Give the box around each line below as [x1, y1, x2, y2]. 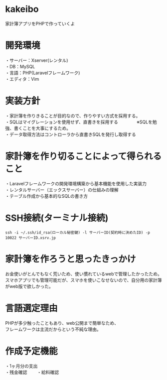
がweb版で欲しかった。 [5, 283, 53, 289]
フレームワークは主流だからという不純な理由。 [5, 326, 101, 332]
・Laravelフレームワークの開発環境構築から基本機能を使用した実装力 [5, 180, 147, 186]
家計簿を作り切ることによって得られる [5, 151, 162, 162]
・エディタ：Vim [5, 76, 39, 82]
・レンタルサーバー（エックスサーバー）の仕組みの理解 [5, 187, 119, 193]
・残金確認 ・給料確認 [5, 369, 59, 375]
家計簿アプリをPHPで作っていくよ [5, 20, 75, 26]
